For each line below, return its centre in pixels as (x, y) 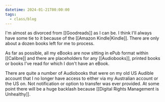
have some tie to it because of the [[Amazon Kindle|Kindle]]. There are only (82, 38)
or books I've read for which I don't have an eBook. (57, 64)
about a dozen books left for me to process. (50, 44)
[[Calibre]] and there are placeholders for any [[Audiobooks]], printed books (83, 58)
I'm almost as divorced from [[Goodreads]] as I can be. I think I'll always (79, 33)
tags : (11, 14)
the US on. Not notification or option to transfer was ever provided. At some (82, 84)
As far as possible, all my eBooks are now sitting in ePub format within (77, 53)
